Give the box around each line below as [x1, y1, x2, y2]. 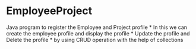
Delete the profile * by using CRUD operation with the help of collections [6, 36, 184, 43]
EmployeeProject [6, 4, 93, 18]
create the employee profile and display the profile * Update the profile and [6, 30, 190, 37]
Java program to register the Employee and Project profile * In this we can [6, 24, 188, 31]
